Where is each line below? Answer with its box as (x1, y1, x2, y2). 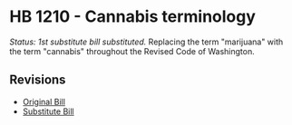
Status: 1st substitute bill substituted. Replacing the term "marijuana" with (9, 36, 284, 47)
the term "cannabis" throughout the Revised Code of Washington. (9, 45, 256, 56)
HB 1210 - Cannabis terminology (9, 6, 257, 27)
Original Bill (22, 96, 66, 107)
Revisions (9, 72, 66, 88)
